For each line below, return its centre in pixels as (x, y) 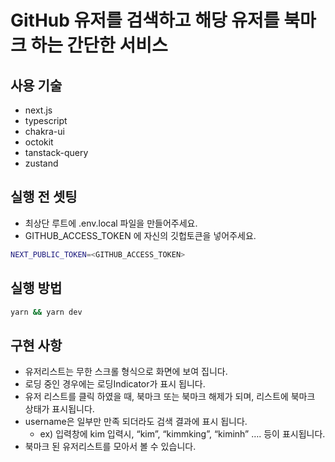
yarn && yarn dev (46, 312)
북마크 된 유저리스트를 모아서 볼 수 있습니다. (110, 447)
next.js (38, 110)
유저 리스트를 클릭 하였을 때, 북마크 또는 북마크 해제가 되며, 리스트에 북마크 (170, 397)
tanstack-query (56, 152)
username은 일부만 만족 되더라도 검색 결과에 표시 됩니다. (136, 422)
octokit (39, 142)
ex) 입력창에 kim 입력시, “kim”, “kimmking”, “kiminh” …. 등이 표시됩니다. (182, 434)
